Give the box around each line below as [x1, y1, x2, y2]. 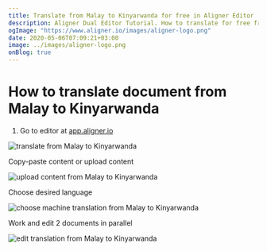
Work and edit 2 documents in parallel [8, 218, 133, 227]
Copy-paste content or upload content [8, 156, 134, 166]
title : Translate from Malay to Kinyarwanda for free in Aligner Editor [8, 11, 254, 20]
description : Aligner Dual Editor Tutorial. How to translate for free [8, 19, 250, 27]
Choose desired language [8, 187, 93, 197]
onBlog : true [8, 48, 52, 56]
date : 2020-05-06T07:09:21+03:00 [8, 33, 119, 42]
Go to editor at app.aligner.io [19, 125, 114, 135]
